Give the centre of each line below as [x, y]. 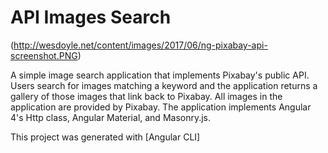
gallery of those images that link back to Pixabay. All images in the [146, 96]
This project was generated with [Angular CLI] [105, 137]
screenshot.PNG [44, 55]
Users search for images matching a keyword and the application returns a [164, 85]
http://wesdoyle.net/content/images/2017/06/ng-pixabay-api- [140, 45]
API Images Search [91, 17]
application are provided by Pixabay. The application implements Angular [161, 107]
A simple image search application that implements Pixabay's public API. [160, 75]
